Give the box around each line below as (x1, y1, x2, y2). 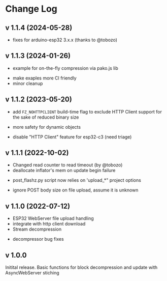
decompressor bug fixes (12, 236, 64, 242)
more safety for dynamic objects (12, 124, 81, 130)
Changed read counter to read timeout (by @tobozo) (12, 162, 123, 168)
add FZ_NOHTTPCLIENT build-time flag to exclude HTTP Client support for (12, 108, 162, 115)
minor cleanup (12, 80, 43, 87)
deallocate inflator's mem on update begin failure (12, 167, 116, 174)
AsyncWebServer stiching (5, 270, 59, 276)
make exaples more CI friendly (12, 75, 77, 81)
